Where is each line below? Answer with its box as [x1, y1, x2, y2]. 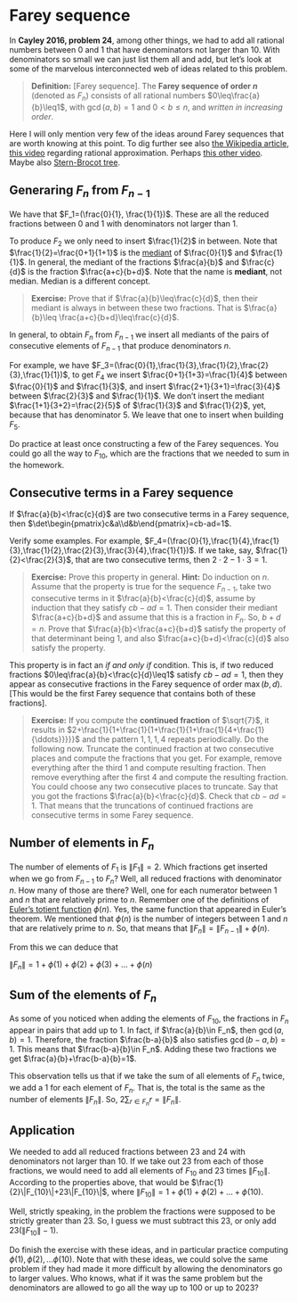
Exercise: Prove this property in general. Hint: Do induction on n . [30, 572, 270, 582]
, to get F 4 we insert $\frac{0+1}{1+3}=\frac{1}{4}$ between [68, 369, 287, 382]
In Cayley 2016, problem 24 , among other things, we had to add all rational [9, 35, 285, 45]
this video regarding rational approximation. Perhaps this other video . [9, 147, 263, 158]
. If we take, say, [194, 545, 254, 556]
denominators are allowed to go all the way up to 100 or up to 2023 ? [9, 1281, 260, 1293]
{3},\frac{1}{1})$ [9, 369, 68, 380]
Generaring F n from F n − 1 [9, 183, 151, 201]
